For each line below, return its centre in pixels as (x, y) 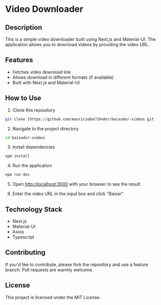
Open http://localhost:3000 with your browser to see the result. (77, 184)
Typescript (23, 237)
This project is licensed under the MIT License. (53, 297)
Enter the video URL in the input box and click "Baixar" (68, 194)
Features (19, 60)
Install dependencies (34, 147)
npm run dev (17, 175)
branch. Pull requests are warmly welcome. (49, 270)
